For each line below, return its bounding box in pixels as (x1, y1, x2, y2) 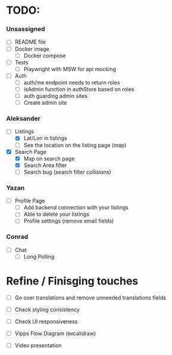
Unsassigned (6, 25, 46, 33)
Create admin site (23, 99, 67, 106)
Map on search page (23, 155, 75, 162)
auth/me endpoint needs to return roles (23, 79, 120, 86)
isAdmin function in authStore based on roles (23, 85, 135, 92)
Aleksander (6, 115, 40, 123)
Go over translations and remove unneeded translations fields (14, 294, 167, 301)
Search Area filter (23, 162, 67, 169)
